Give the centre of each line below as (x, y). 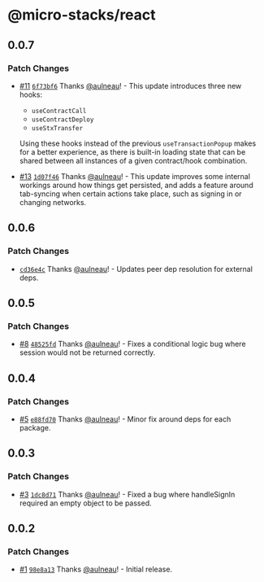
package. (35, 427)
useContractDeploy (63, 120)
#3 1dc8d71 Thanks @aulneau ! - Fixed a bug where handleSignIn (127, 494)
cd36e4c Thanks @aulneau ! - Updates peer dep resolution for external (136, 269)
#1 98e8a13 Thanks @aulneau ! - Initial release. (95, 569)
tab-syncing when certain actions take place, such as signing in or (130, 194)
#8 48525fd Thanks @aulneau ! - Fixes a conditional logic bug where (132, 344)
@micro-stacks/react (82, 15)
